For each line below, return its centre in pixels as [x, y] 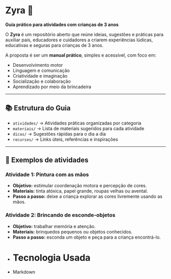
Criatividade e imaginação [40, 75]
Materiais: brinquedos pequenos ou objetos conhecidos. [73, 232]
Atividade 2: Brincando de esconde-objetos [60, 215]
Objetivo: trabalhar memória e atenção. [54, 226]
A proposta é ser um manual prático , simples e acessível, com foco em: [81, 55]
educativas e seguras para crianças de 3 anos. [54, 45]
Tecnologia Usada [51, 258]
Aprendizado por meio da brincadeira [52, 87]
